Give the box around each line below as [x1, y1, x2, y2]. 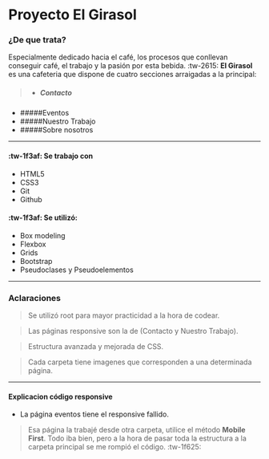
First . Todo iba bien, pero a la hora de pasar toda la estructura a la [27, 433, 247, 443]
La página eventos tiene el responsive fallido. [19, 409, 170, 419]
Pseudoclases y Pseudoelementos [19, 265, 134, 274]
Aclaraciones [8, 292, 62, 303]
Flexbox [19, 239, 46, 249]
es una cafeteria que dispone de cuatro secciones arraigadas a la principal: [8, 70, 257, 79]
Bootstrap [19, 256, 53, 266]
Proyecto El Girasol [8, 6, 138, 24]
